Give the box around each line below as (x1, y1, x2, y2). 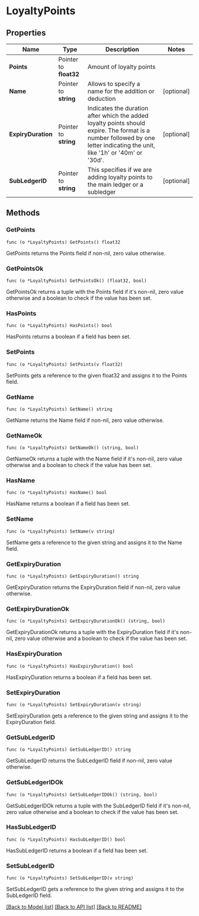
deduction (87, 95, 116, 103)
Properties (6, 28, 46, 38)
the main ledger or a (87, 181, 144, 188)
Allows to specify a (87, 80, 140, 88)
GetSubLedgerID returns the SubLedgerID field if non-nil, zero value (6, 757, 173, 764)
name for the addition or (87, 87, 155, 95)
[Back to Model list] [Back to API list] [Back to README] (6, 904, 142, 911)
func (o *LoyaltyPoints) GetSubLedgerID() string (6, 747, 131, 753)
